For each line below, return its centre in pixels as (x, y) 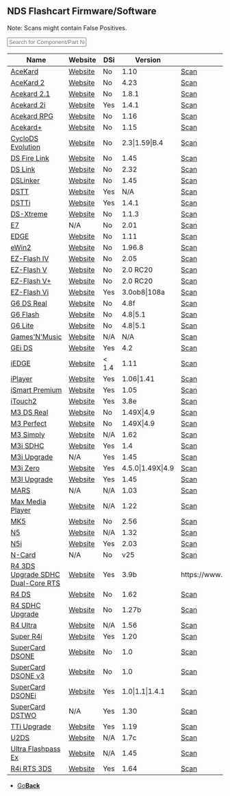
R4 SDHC (26, 605)
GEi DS (22, 348)
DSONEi (23, 695)
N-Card (23, 554)
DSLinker (25, 180)
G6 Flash (25, 314)
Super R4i (26, 636)
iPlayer (22, 378)
